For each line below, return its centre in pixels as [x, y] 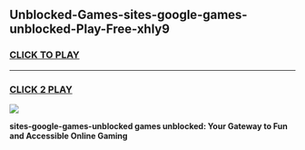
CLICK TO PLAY [44, 55]
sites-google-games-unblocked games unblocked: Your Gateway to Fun [148, 125]
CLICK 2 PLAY [41, 89]
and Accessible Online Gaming [69, 135]
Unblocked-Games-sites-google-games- [128, 15]
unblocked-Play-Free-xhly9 [90, 30]
